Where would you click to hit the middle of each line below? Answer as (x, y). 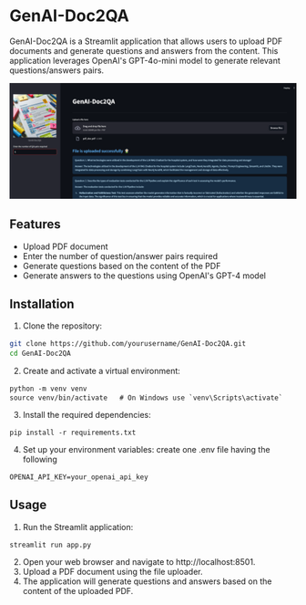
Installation (42, 303)
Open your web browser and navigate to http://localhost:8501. (139, 561)
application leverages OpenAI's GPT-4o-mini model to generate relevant (145, 60)
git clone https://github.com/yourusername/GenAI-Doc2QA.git (128, 344)
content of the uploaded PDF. (78, 590)
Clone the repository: (62, 326)
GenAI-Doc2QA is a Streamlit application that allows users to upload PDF (146, 41)
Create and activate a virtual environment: (101, 371)
